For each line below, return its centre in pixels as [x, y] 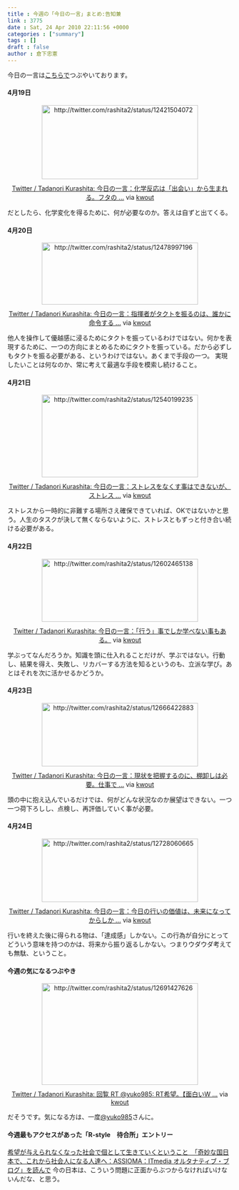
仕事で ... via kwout [126, 784]
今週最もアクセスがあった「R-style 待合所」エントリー [90, 1134]
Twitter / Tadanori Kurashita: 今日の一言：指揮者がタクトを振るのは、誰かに [120, 314]
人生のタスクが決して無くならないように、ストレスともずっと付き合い [123, 520]
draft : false [29, 47]
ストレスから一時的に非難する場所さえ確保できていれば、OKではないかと [115, 510]
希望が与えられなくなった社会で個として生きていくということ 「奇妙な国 [115, 1152]
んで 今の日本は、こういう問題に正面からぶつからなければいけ [130, 1170]
